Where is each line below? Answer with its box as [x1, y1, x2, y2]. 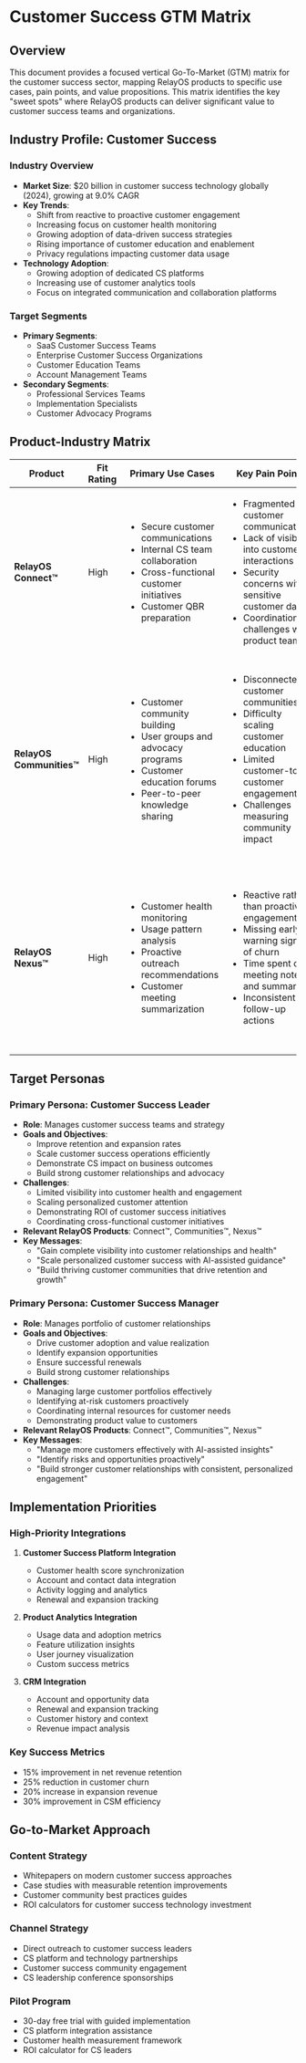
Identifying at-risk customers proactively [36, 1395, 189, 1406]
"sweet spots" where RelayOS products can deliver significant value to [9, 96, 275, 107]
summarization [140, 1002, 205, 1015]
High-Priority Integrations [9, 1526, 127, 1539]
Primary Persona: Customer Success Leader [9, 1099, 210, 1111]
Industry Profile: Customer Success [9, 132, 217, 148]
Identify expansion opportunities [36, 1347, 158, 1358]
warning [242, 933, 279, 946]
